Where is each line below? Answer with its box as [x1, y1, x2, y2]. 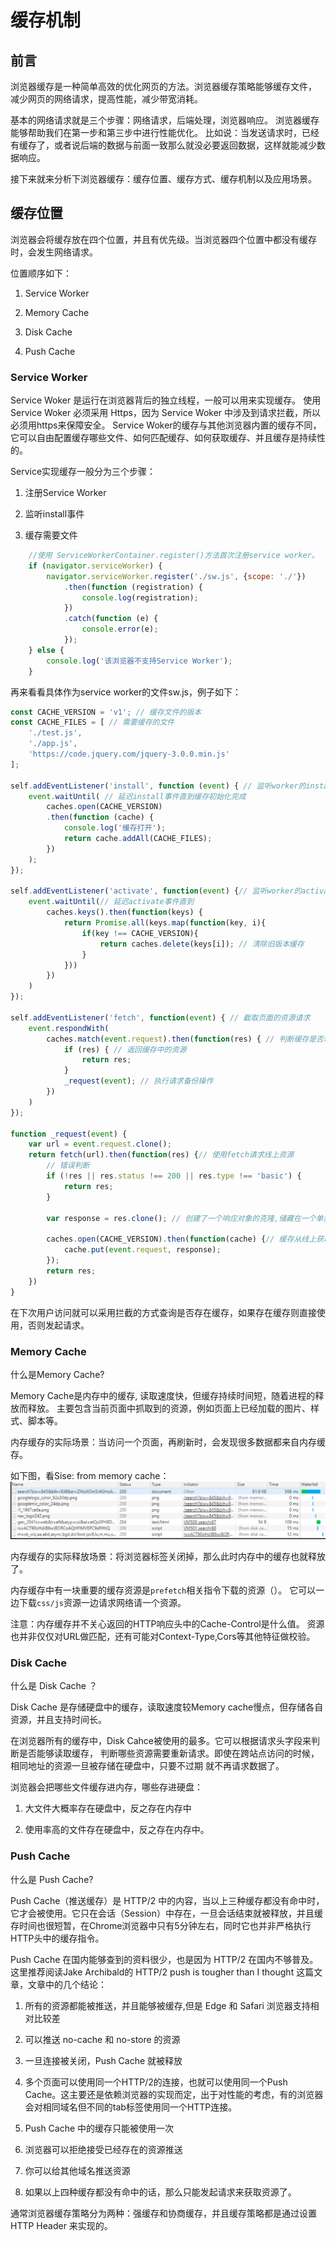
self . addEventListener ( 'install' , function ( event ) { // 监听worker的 [10, 781, 307, 791]
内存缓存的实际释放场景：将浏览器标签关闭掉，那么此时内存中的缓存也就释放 [10, 1550, 326, 1562]
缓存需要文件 [24, 529, 78, 541]
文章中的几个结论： [27, 1978, 107, 1990]
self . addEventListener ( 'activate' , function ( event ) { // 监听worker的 [10, 886, 302, 896]
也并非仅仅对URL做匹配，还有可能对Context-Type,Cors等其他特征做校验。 [10, 1630, 316, 1642]
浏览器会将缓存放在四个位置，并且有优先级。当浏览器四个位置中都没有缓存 [10, 233, 317, 245]
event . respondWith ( [28, 1023, 110, 1033]
